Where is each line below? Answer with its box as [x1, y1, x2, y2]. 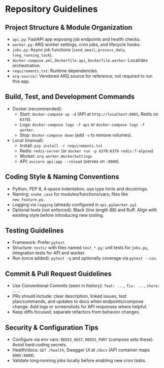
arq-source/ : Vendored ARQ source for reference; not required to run [12, 73, 153, 79]
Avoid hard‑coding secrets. [12, 342, 67, 348]
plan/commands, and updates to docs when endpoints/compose [12, 298, 144, 305]
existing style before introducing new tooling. [12, 212, 104, 218]
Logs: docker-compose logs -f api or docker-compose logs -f [19, 121, 145, 127]
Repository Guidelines [5, 3, 98, 15]
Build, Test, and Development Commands [5, 92, 135, 101]
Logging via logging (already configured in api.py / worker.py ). [12, 201, 138, 207]
